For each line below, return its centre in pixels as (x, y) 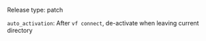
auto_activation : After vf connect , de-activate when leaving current (103, 23)
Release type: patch (35, 10)
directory (20, 30)
